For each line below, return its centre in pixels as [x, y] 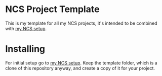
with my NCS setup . [26, 28]
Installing [25, 49]
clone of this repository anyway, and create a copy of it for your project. [80, 68]
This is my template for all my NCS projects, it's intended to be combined [82, 23]
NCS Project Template [52, 9]
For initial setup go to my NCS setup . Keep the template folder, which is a [82, 63]
